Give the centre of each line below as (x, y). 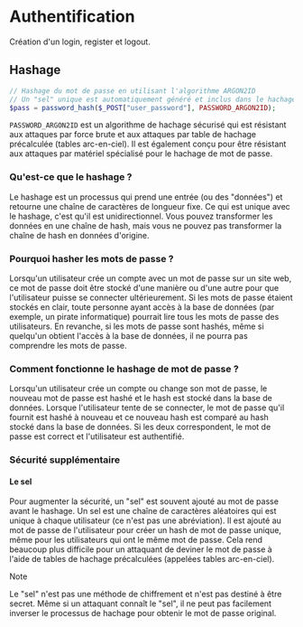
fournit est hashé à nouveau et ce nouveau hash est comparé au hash (139, 417)
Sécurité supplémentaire (64, 460)
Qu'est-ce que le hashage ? (71, 177)
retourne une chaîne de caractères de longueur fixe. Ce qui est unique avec (150, 206)
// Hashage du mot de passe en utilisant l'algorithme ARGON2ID (133, 91)
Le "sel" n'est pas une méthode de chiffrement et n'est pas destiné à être (146, 594)
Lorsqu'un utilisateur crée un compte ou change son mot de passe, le (138, 388)
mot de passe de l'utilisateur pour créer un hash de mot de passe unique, (146, 530)
